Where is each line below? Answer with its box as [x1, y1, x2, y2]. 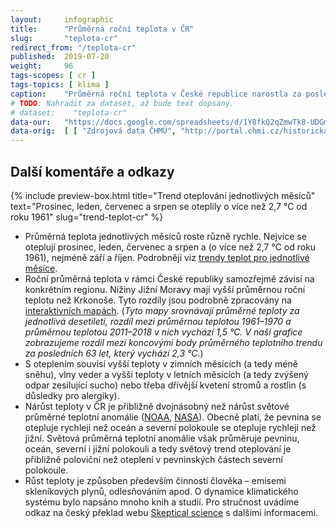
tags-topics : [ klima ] [10, 80, 110, 90]
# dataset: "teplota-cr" [10, 107, 128, 118]
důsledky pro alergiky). [24, 389, 120, 401]
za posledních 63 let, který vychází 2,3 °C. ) [24, 347, 204, 359]
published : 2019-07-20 [10, 52, 110, 62]
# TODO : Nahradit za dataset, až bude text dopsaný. [10, 98, 235, 108]
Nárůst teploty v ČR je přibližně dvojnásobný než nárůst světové [24, 400, 290, 412]
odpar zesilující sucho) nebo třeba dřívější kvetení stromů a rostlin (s [24, 379, 307, 391]
